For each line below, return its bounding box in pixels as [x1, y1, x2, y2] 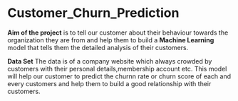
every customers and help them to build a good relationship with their [7, 79, 212, 88]
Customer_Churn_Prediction [7, 5, 180, 21]
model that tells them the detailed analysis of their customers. [7, 43, 189, 52]
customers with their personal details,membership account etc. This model [7, 64, 227, 73]
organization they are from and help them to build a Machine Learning [7, 35, 214, 44]
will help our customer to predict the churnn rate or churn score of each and [7, 72, 232, 81]
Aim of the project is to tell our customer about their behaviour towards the [7, 28, 229, 37]
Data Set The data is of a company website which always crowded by [7, 57, 212, 65]
